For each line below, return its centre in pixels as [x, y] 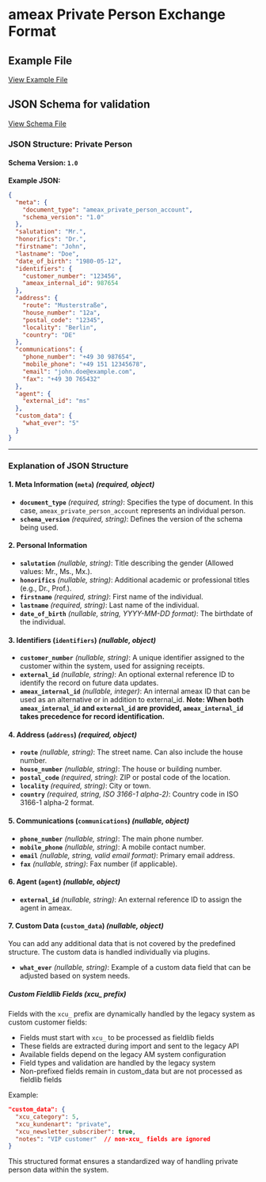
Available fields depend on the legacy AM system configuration [123, 1054]
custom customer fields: [47, 1022]
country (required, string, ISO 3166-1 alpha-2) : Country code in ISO [129, 794]
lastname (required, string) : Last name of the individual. [109, 605]
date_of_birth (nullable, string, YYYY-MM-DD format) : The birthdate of [136, 614]
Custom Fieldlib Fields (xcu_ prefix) [67, 994]
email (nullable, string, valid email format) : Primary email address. [127, 855]
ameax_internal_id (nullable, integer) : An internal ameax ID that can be [135, 691]
